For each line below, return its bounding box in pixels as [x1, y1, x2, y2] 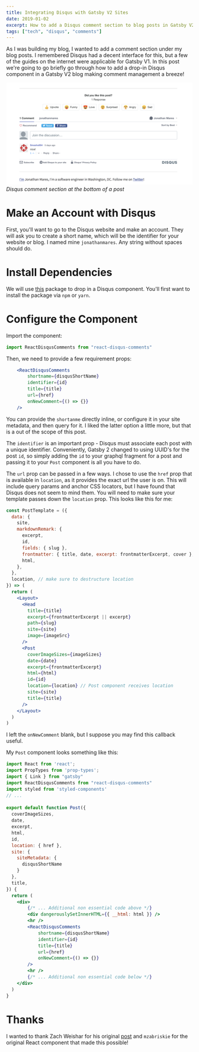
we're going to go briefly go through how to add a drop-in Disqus [6, 64, 165, 71]
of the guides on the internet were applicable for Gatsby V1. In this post [6, 58, 179, 65]
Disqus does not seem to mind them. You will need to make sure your [6, 489, 175, 496]
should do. [6, 245, 33, 252]
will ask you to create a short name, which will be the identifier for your [6, 232, 179, 239]
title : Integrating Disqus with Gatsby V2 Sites [6, 9, 129, 15]
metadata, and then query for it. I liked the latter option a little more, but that [6, 422, 191, 429]
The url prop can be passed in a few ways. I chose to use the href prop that [6, 470, 192, 477]
